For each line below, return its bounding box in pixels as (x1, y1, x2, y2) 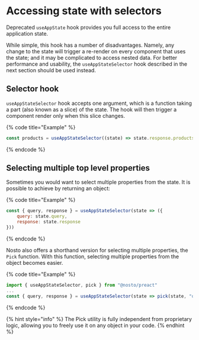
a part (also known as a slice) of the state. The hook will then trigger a (6, 105, 177, 113)
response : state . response (17, 219, 81, 225)
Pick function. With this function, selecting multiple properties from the (6, 253, 179, 260)
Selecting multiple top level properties (6, 163, 150, 173)
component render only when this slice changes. (6, 112, 126, 119)
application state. (6, 30, 49, 37)
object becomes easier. (6, 259, 63, 266)
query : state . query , (17, 213, 68, 220)
